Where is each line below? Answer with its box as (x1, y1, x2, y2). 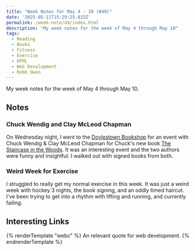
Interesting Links (6, 216, 70, 226)
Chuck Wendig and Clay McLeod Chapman (6, 120, 132, 128)
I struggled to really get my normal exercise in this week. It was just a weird (6, 181, 189, 188)
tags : (6, 31, 19, 37)
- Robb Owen (11, 69, 41, 75)
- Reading (11, 36, 35, 42)
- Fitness (11, 47, 35, 53)
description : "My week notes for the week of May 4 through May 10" (6, 25, 178, 31)
